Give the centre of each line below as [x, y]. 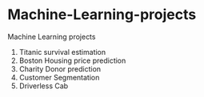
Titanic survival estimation [62, 52]
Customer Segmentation [59, 77]
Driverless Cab [44, 86]
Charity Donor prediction [60, 68]
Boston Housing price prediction [72, 60]
